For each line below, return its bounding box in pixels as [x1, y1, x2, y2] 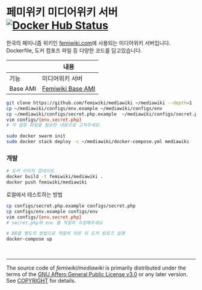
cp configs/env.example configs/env [6, 208, 98, 214]
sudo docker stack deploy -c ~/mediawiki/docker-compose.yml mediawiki [6, 139, 189, 145]
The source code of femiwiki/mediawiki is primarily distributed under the [6, 264, 186, 271]
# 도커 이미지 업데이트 [6, 168, 55, 174]
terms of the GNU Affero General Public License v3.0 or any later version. [6, 271, 188, 278]
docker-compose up [6, 236, 52, 242]
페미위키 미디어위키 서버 [6, 5, 118, 19]
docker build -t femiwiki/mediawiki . [6, 174, 103, 180]
